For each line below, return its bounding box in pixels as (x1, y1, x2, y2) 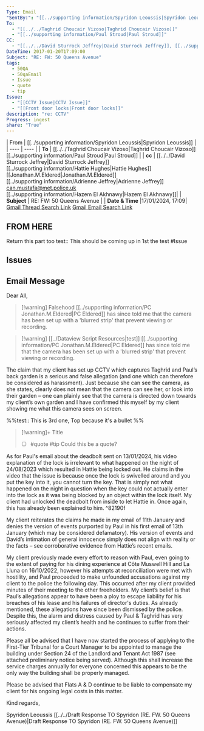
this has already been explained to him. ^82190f (6, 504, 126, 512)
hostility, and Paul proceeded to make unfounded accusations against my (6, 573, 190, 581)
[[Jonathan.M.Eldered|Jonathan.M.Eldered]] (6, 171, 117, 178)
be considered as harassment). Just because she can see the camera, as (6, 379, 190, 387)
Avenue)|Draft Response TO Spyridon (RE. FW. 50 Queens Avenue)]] (6, 718, 178, 725)
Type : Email (6, 9, 36, 15)
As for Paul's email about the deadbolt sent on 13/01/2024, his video (6, 453, 177, 460)
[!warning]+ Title (21, 429, 64, 436)
